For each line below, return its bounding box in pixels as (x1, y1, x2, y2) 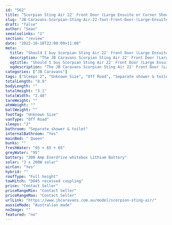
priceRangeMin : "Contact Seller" (5, 188, 77, 193)
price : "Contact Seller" (5, 184, 58, 189)
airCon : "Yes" (5, 164, 36, 169)
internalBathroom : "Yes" (5, 131, 58, 136)
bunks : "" (5, 141, 27, 146)
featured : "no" (5, 212, 38, 217)
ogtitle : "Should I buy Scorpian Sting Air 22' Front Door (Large (10, 60, 155, 65)
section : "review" (5, 36, 45, 41)
